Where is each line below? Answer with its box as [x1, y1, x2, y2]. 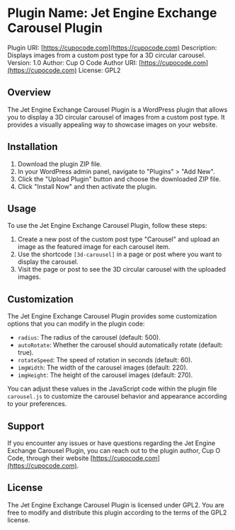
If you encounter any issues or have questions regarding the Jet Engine [7, 439, 216, 447]
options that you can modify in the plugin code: [7, 320, 145, 328]
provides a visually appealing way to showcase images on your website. [7, 120, 218, 129]
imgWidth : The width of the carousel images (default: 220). [17, 363, 188, 372]
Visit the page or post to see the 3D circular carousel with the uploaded [17, 265, 227, 274]
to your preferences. [7, 400, 67, 408]
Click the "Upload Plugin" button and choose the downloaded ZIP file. [17, 175, 222, 183]
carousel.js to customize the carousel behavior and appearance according [7, 392, 227, 401]
